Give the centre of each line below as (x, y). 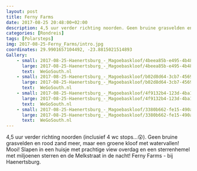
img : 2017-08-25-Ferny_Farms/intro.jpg (55, 45)
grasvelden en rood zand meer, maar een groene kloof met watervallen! (93, 143)
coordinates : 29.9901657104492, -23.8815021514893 (69, 50)
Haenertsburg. (23, 162)
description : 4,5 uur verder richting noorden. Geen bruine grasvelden (95, 28)
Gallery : (17, 55)
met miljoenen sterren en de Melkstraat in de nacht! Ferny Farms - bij (89, 156)
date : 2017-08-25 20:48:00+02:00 (47, 22)
